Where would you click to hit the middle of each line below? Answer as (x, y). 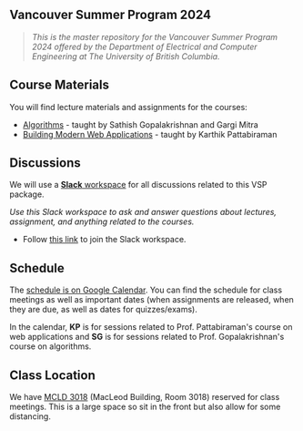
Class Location (52, 375)
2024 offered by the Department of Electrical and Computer (144, 46)
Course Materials (60, 85)
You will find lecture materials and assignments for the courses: (128, 107)
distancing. (30, 416)
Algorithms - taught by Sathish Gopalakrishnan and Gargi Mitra (141, 124)
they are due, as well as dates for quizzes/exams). (103, 310)
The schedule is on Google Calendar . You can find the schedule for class (146, 290)
